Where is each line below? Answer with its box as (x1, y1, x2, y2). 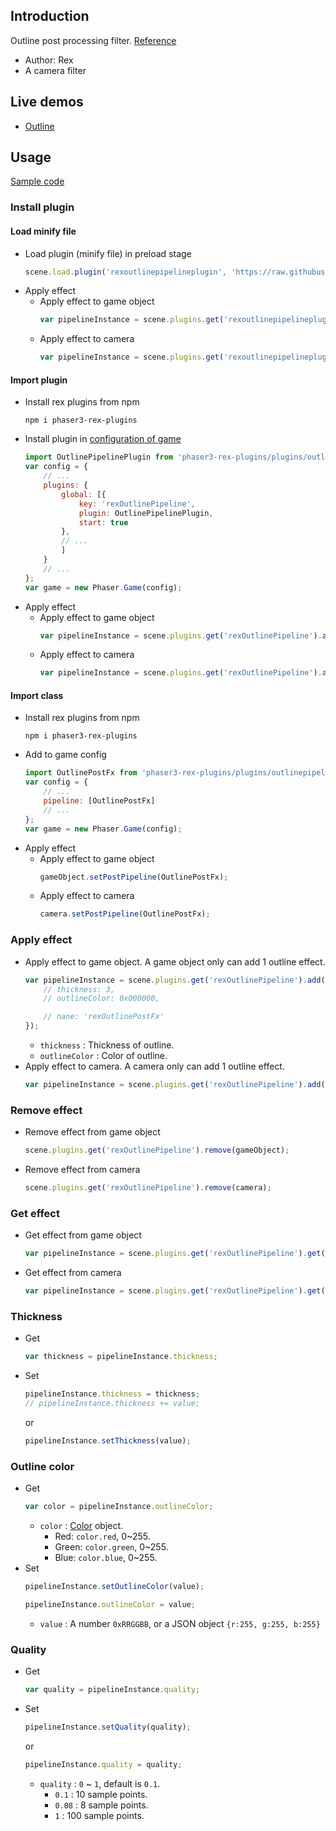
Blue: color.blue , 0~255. (54, 1551, 158, 1563)
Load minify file (10, 225, 77, 237)
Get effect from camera (24, 1267, 122, 1279)
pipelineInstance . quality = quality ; (24, 1759, 183, 1769)
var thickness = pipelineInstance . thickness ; (24, 1352, 218, 1362)
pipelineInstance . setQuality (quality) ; (24, 1722, 192, 1732)
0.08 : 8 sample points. (54, 1799, 149, 1811)
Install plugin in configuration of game (24, 433, 182, 445)
